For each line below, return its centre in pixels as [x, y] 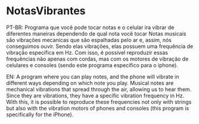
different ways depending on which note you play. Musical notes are [90, 83]
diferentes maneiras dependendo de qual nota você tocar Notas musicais [96, 33]
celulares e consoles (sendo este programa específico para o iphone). [92, 65]
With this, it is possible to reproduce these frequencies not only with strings [99, 101]
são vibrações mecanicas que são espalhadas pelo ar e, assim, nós [89, 40]
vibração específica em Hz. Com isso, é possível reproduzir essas [87, 52]
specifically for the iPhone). [40, 115]
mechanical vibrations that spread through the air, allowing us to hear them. [99, 89]
